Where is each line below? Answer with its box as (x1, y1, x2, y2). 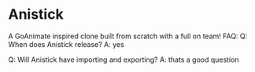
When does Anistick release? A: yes (8, 39, 124, 49)
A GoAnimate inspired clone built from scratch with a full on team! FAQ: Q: (8, 31, 248, 41)
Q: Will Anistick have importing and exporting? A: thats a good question (8, 55, 239, 64)
